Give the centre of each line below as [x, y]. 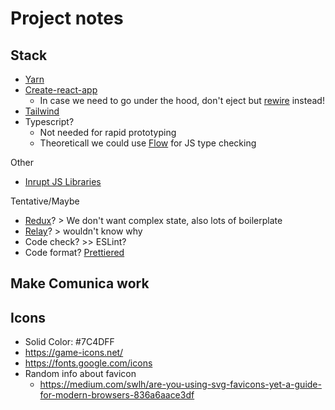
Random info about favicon [80, 374]
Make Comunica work [80, 283]
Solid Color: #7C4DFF [69, 342]
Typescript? [49, 121]
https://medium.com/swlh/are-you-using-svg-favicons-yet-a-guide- [180, 384]
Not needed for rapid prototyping [108, 132]
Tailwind [42, 111]
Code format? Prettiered [74, 252]
